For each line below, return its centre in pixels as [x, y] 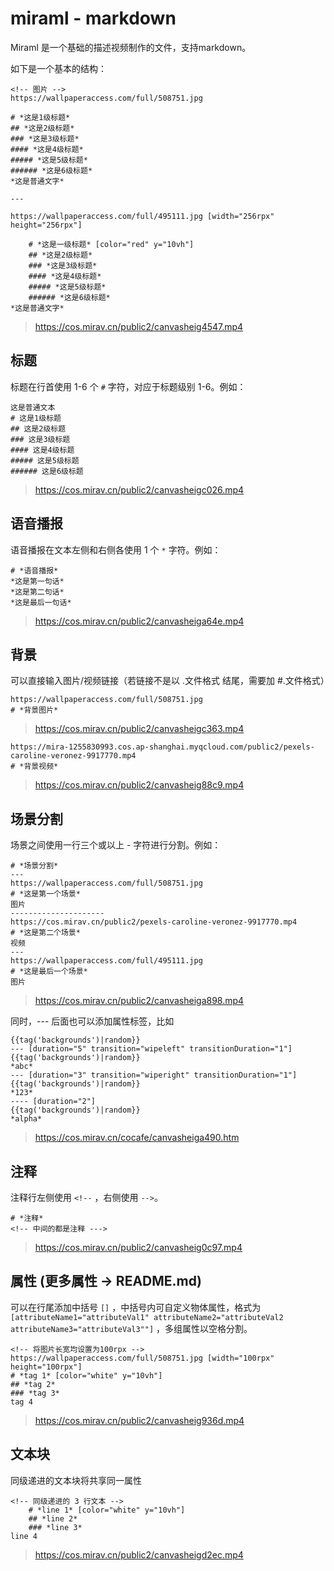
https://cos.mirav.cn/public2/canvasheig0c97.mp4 [138, 1247]
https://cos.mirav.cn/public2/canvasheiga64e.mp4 [139, 621]
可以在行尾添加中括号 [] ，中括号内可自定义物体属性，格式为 [136, 1307]
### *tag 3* [35, 1393]
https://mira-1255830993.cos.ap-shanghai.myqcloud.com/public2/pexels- [162, 747]
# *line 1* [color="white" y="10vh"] [107, 1510]
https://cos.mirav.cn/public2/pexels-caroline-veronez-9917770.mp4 [154, 922]
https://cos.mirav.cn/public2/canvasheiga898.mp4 [139, 1001]
